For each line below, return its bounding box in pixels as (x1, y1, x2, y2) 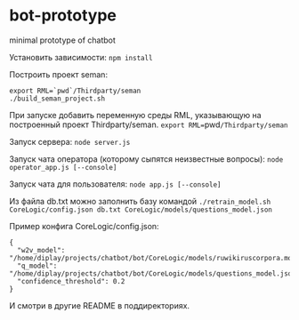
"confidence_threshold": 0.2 (17, 276, 125, 285)
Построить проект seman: (9, 68, 109, 80)
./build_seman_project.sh (9, 94, 105, 103)
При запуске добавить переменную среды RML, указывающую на (9, 109, 262, 120)
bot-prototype (9, 5, 117, 26)
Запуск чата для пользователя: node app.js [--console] (9, 179, 222, 189)
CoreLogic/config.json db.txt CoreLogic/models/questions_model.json (9, 205, 273, 214)
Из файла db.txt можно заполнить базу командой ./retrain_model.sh (9, 196, 271, 206)
